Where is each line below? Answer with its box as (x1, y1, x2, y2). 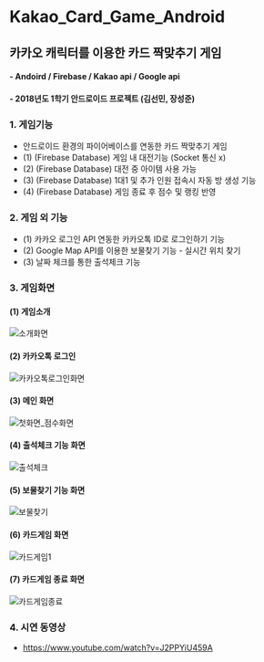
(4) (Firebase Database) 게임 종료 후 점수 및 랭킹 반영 (22, 186, 217, 197)
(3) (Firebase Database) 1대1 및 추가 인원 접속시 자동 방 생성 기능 (22, 175, 257, 186)
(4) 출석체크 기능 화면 (9, 440, 86, 451)
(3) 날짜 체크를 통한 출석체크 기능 (22, 257, 141, 268)
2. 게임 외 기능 (9, 211, 68, 224)
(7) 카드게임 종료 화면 (9, 573, 85, 585)
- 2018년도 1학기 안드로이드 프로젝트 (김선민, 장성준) (9, 93, 196, 104)
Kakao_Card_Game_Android (9, 6, 226, 27)
